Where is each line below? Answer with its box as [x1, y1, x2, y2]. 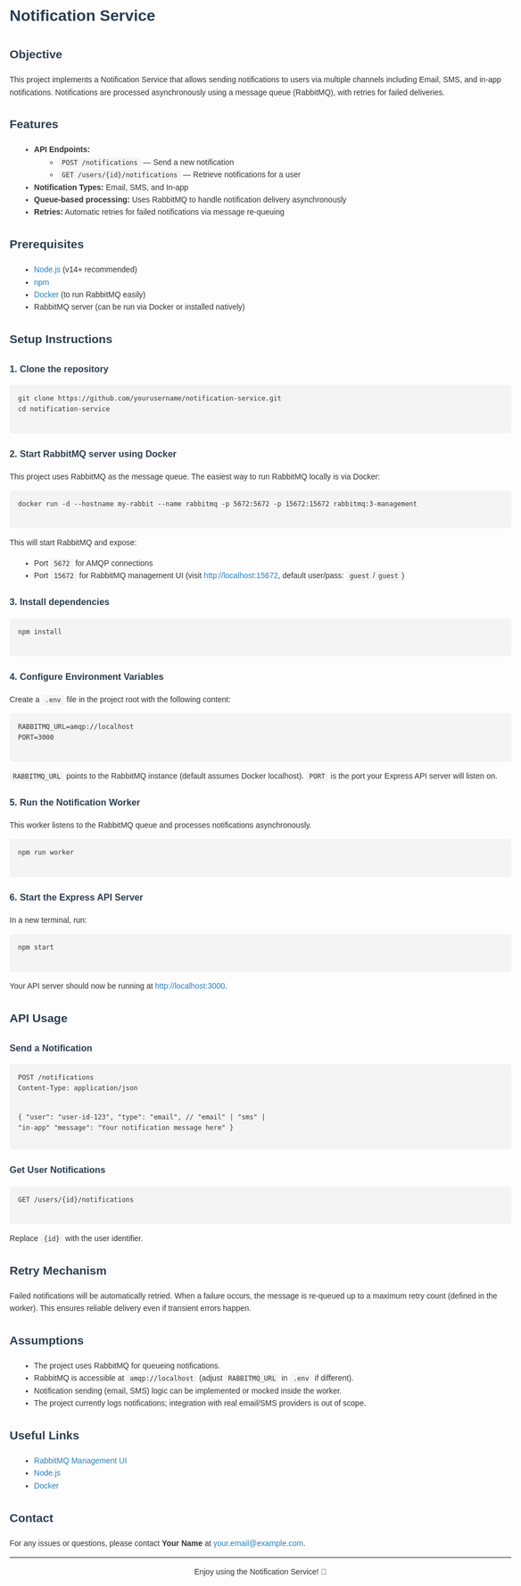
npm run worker [18, 848, 75, 857]
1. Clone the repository [9, 363, 109, 374]
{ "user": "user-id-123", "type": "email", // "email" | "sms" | [18, 1112, 266, 1122]
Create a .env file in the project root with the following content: [9, 694, 231, 704]
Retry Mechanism [9, 1263, 107, 1277]
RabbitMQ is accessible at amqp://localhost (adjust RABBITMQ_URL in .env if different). [33, 1373, 354, 1383]
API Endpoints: [33, 145, 91, 155]
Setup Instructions [9, 332, 113, 347]
